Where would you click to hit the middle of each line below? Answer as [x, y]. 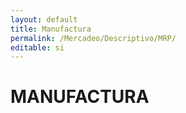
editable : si [37, 47]
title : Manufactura [51, 29]
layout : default [44, 19]
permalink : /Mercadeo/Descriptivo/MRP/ [93, 38]
